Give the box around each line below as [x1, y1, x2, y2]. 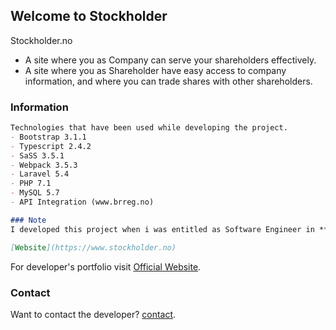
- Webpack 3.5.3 [10, 160, 78, 170]
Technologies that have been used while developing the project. [10, 123, 288, 133]
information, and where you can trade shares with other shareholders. [24, 75, 313, 87]
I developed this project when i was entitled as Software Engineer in [10, 224, 315, 234]
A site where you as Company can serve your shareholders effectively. [24, 54, 317, 66]
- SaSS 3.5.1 [10, 150, 65, 161]
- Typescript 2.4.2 [10, 141, 92, 151]
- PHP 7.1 [10, 179, 52, 189]
